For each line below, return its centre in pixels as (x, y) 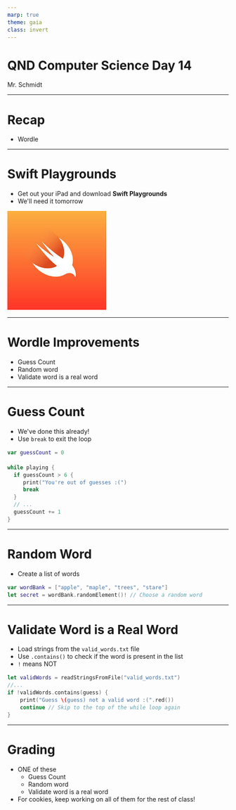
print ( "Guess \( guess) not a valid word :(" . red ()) (97, 700)
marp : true (23, 15)
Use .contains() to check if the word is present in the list (100, 657)
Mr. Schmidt (25, 85)
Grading (31, 750)
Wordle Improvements (73, 343)
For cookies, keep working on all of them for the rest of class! (106, 799)
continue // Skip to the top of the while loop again (100, 707)
